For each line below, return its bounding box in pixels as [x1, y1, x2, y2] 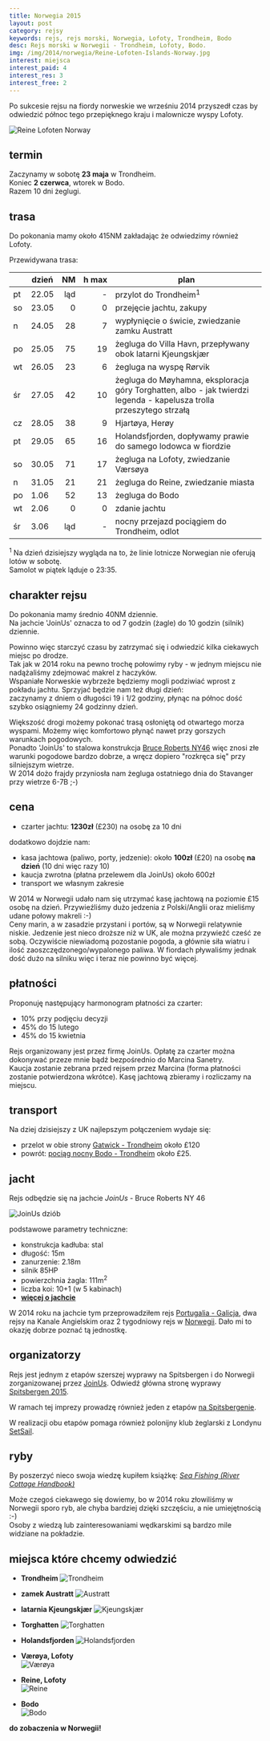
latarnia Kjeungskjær [20, 1605, 93, 1614]
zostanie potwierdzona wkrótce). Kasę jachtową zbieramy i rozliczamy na [9, 1072, 252, 1082]
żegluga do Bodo [115, 490, 179, 501]
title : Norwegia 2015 [9, 11, 82, 20]
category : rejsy [9, 26, 63, 34]
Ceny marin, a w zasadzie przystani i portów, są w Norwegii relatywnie [9, 919, 243, 929]
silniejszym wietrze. [9, 760, 75, 769]
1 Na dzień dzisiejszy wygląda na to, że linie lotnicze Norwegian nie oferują [9, 546, 256, 558]
